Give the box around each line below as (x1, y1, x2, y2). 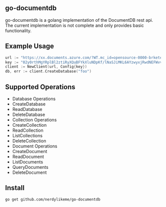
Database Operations (12, 96, 56, 102)
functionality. (5, 27, 32, 34)
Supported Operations (5, 83, 76, 91)
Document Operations (12, 143, 58, 149)
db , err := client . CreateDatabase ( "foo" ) (5, 69, 92, 74)
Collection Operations (12, 116, 57, 123)
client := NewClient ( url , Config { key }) (5, 64, 87, 69)
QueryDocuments (12, 164, 48, 170)
